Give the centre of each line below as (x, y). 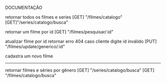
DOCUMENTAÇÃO (24, 8)
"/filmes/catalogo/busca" (31, 75)
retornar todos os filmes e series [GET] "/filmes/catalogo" (64, 17)
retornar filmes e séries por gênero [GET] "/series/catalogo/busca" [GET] (80, 70)
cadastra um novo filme (29, 56)
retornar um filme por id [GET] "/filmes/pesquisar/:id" (59, 32)
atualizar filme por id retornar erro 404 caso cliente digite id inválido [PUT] (81, 41)
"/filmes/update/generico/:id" (35, 46)
